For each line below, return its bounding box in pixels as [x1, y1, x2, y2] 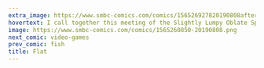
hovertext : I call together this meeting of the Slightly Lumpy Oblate [8, 19, 247, 27]
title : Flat [8, 48, 47, 55]
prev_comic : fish [8, 41, 65, 48]
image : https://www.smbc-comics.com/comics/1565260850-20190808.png [8, 26, 237, 34]
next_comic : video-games [8, 33, 90, 41]
